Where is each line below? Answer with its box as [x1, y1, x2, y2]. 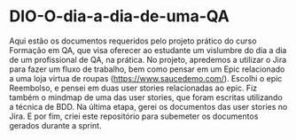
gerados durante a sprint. [9, 120, 102, 130]
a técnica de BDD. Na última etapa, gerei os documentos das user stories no [9, 101, 288, 112]
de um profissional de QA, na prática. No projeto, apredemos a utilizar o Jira [9, 54, 287, 65]
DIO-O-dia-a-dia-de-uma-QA [9, 6, 230, 27]
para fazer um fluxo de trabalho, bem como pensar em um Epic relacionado [9, 64, 285, 74]
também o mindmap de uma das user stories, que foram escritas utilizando [9, 91, 284, 103]
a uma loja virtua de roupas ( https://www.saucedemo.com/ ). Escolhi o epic [9, 73, 283, 83]
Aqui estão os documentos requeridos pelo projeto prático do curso [9, 35, 257, 46]
